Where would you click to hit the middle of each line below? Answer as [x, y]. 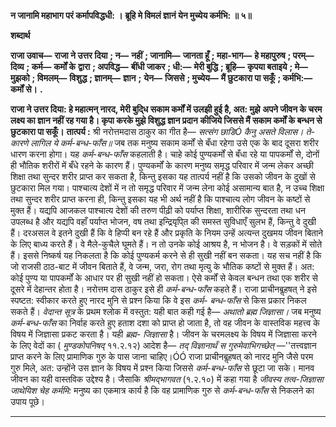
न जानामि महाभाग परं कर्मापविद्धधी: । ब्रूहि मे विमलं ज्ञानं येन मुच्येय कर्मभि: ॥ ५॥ [131, 15]
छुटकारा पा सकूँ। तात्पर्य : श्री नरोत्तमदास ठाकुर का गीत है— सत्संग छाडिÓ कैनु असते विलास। [157, 131]
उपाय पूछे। [27, 401]
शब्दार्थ [20, 35]
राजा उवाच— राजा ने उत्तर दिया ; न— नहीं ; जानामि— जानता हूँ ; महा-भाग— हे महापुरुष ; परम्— [162, 55]
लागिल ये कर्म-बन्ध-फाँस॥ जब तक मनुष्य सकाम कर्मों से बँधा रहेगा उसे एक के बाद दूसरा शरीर [174, 143]
